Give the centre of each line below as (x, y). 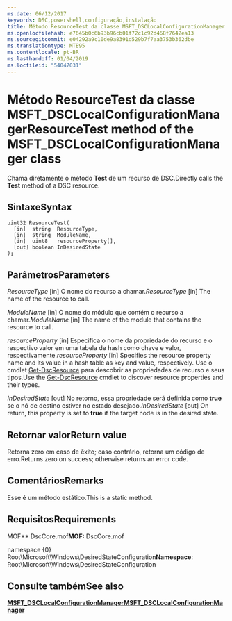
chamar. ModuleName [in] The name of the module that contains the (105, 320)
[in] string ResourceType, (56, 229)
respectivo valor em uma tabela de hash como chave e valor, (94, 348)
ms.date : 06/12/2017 (37, 14)
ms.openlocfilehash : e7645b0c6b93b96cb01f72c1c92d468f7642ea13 (101, 33)
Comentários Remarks (56, 481)
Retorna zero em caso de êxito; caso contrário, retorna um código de (106, 452)
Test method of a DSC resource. (53, 185)
